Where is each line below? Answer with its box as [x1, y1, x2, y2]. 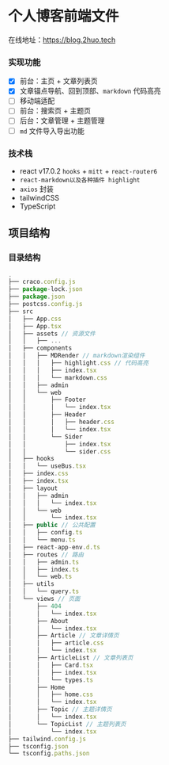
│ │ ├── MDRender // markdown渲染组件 [8, 352, 145, 360]
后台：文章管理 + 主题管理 [19, 116, 105, 125]
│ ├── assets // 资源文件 [8, 330, 96, 338]
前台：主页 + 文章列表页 [19, 76, 98, 86]
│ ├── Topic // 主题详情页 [8, 706, 112, 713]
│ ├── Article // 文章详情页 [8, 632, 120, 640]
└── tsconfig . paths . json [8, 750, 90, 758]
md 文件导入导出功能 [19, 126, 85, 136]
